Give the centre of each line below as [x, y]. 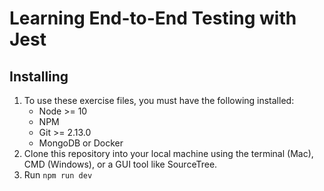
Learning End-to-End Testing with [153, 18]
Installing [39, 76]
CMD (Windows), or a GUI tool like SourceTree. [120, 164]
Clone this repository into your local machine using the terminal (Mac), [168, 153]
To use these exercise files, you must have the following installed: [159, 100]
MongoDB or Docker [81, 143]
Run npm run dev [58, 175]
